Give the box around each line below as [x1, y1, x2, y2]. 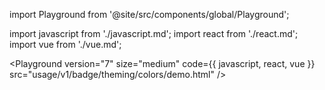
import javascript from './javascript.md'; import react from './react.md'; [9, 28, 299, 39]
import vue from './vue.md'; [9, 39, 122, 50]
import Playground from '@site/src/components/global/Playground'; [9, 9, 290, 20]
